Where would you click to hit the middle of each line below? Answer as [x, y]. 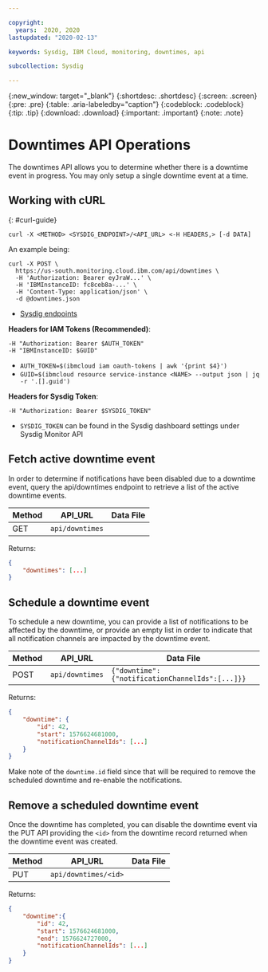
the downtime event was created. [63, 841]
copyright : [26, 22]
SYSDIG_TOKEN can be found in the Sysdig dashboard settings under [130, 425]
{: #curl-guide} [33, 219]
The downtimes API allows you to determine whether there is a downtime [128, 167]
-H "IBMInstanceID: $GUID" [53, 350]
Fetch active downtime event [82, 459]
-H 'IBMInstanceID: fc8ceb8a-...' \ [76, 285]
